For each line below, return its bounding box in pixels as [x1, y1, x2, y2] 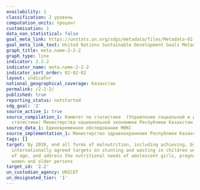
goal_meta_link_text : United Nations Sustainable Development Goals [6, 42, 180, 48]
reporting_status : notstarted [6, 97, 82, 103]
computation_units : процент [6, 20, 76, 26]
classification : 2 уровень [6, 14, 73, 20]
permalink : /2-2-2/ [6, 86, 55, 92]
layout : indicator [6, 75, 52, 81]
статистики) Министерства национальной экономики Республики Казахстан [11, 120, 193, 126]
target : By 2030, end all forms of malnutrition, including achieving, [6, 141, 187, 148]
